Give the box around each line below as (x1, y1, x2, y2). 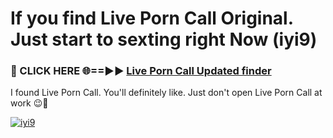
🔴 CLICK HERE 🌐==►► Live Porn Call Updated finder (10, 64, 272, 78)
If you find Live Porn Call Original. (10, 7, 294, 30)
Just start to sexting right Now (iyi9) (10, 28, 318, 51)
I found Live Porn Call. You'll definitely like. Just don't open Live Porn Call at (10, 87, 323, 99)
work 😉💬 (10, 97, 49, 109)
